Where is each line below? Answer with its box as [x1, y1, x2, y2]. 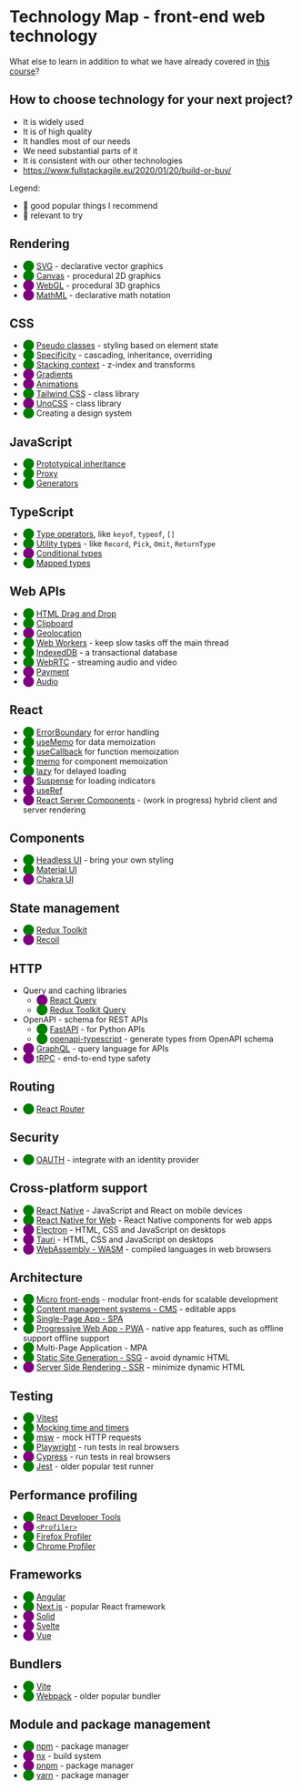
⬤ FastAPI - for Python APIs [35, 1024, 146, 1035]
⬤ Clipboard [22, 617, 74, 628]
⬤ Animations [22, 378, 79, 389]
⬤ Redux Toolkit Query [35, 1005, 126, 1016]
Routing [9, 1079, 55, 1095]
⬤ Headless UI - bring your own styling [22, 854, 175, 865]
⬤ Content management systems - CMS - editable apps [22, 1304, 237, 1315]
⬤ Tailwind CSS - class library [22, 388, 139, 399]
